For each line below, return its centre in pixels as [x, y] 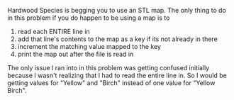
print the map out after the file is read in [76, 54]
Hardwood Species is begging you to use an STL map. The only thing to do [117, 10]
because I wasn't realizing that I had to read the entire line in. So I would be [117, 75]
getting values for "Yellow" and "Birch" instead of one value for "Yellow [111, 83]
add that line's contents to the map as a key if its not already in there [117, 39]
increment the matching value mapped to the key [89, 46]
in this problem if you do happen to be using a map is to [89, 18]
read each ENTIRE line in [54, 32]
